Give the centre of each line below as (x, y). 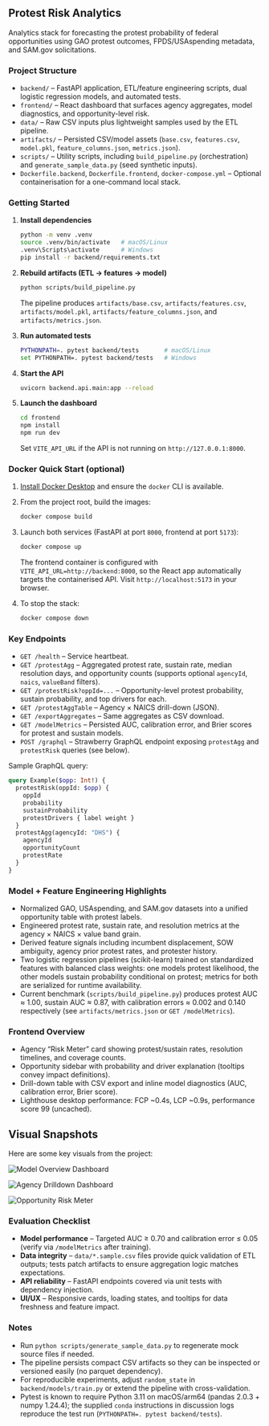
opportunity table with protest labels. (81, 916)
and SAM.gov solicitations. (52, 49)
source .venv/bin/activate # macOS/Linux (94, 243)
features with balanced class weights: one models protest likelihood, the (139, 968)
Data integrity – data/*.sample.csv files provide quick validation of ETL (138, 1256)
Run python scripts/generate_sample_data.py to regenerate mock (129, 1345)
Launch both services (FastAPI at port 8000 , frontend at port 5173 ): (129, 532)
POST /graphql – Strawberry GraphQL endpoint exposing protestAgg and (139, 742)
